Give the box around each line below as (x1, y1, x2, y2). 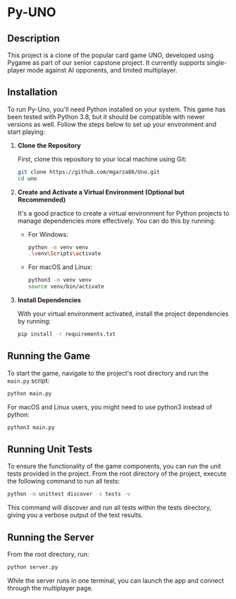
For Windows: (27, 230, 68, 238)
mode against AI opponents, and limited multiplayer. (27, 66, 178, 74)
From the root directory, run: (7, 550, 89, 558)
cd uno (17, 175, 37, 182)
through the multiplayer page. (7, 583, 94, 592)
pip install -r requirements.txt (17, 331, 116, 338)
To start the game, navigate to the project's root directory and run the (7, 369, 209, 377)
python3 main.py (7, 424, 55, 431)
